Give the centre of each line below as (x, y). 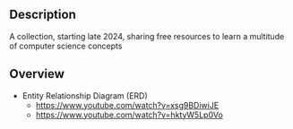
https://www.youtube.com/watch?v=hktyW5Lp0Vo (129, 115)
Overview (37, 74)
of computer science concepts (66, 46)
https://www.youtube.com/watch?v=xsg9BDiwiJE (127, 105)
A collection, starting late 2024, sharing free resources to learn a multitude (147, 36)
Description (43, 15)
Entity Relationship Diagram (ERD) (85, 95)
